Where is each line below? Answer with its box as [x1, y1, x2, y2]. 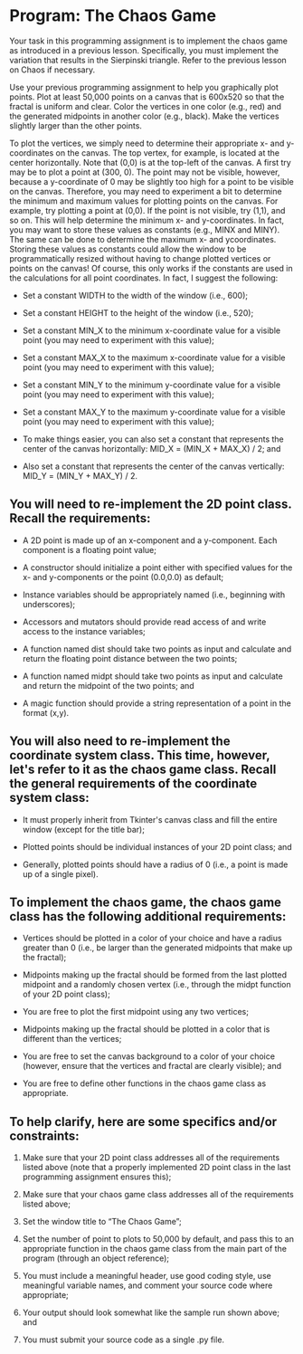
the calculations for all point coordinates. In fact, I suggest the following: [9, 272, 279, 283]
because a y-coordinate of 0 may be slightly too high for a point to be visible [9, 176, 294, 186]
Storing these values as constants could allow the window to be [9, 243, 247, 254]
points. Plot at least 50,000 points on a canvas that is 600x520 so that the [9, 91, 285, 102]
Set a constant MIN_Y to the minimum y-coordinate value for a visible [22, 379, 281, 390]
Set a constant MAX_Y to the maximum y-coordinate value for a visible [22, 406, 286, 417]
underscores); [22, 598, 76, 609]
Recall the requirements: [9, 510, 151, 526]
